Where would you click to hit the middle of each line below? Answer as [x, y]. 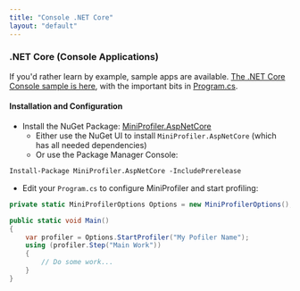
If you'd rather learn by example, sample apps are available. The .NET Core [147, 76]
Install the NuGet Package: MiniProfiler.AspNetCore [117, 126]
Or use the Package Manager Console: [107, 154]
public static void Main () [59, 220]
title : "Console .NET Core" [62, 17]
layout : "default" [43, 26]
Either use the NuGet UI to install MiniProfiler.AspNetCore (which [156, 136]
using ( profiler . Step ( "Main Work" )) [94, 245]
